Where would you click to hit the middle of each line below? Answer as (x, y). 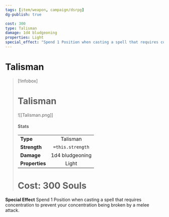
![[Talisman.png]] (35, 115)
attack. (12, 210)
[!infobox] (28, 81)
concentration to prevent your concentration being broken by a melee (77, 205)
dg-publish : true (23, 15)
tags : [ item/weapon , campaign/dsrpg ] (45, 10)
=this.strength (71, 147)
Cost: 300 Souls (52, 186)
